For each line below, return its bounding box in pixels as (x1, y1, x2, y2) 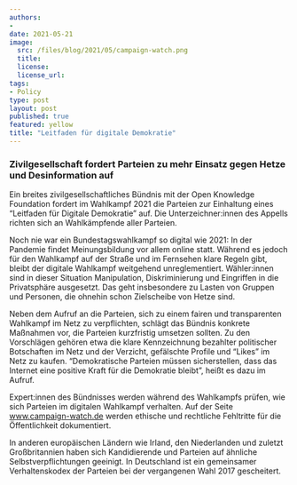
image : (9, 37, 34, 47)
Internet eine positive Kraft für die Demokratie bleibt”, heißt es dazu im (9, 365, 266, 376)
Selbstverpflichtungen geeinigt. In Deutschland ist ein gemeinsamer (9, 457, 257, 467)
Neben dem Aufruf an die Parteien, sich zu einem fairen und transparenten (9, 308, 282, 320)
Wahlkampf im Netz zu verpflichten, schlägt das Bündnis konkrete (9, 318, 251, 329)
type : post (9, 95, 50, 105)
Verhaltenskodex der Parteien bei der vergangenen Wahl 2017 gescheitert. (9, 465, 282, 476)
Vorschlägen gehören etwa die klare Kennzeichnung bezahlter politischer (9, 337, 277, 347)
